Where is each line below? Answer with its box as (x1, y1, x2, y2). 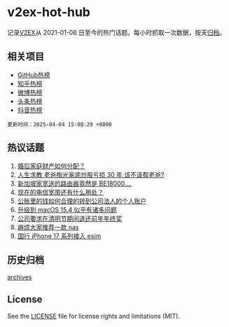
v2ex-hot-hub (7, 4, 91, 20)
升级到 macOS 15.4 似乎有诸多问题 (17, 205, 118, 214)
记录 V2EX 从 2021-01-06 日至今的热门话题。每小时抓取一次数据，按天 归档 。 (7, 28, 226, 36)
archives (7, 273, 32, 281)
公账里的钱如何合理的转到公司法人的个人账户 (17, 197, 147, 205)
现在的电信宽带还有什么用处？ (17, 188, 104, 196)
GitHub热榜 (17, 71, 50, 79)
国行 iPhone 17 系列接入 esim (17, 232, 102, 240)
